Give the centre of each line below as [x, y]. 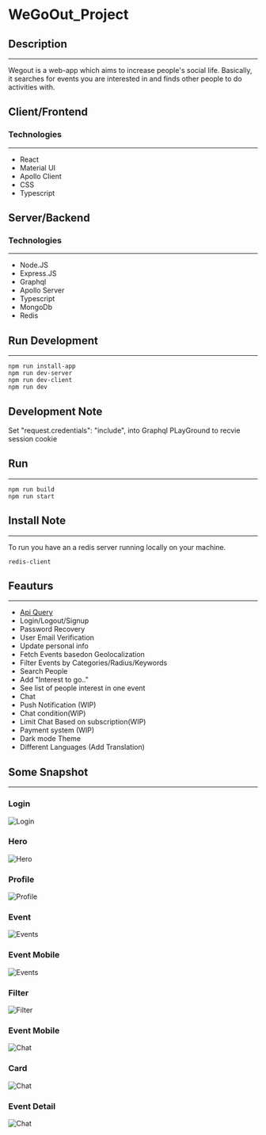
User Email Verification [57, 638]
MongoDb [36, 308]
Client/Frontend [48, 112]
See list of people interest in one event [82, 688]
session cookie [33, 439]
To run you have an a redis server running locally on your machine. [117, 547]
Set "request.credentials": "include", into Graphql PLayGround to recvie [124, 430]
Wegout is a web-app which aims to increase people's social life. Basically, [130, 70]
